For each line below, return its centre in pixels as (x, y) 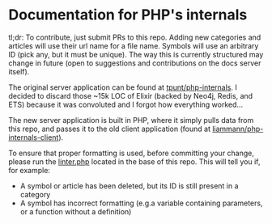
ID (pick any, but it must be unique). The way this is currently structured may (136, 54)
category (35, 194)
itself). (19, 71)
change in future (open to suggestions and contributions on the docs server (135, 63)
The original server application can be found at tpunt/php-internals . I (123, 87)
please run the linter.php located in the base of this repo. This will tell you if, (134, 161)
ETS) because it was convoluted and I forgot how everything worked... (126, 104)
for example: (30, 170)
